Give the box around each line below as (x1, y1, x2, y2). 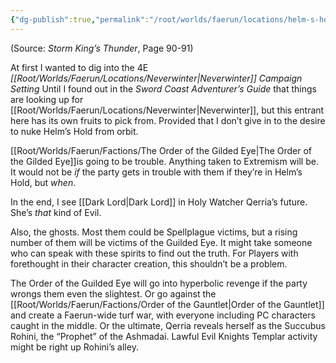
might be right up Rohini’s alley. (10, 341, 139, 353)
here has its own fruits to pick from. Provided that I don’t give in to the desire (10, 114, 326, 126)
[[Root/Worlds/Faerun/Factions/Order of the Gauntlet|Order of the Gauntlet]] (10, 298, 325, 310)
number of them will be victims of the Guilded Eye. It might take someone (10, 236, 313, 248)
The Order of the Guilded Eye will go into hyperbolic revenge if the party (10, 277, 308, 289)
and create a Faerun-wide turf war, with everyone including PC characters (10, 309, 316, 321)
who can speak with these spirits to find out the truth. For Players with (10, 247, 299, 259)
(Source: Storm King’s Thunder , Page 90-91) (10, 42, 194, 54)
